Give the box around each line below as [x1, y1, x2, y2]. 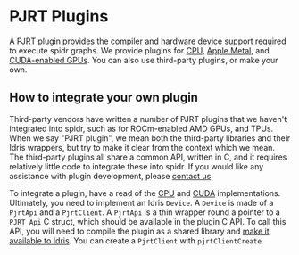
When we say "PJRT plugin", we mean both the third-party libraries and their [9, 132, 291, 144]
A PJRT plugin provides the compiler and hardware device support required [9, 36, 287, 46]
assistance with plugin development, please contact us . [9, 170, 214, 181]
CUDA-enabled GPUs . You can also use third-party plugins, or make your [9, 54, 278, 65]
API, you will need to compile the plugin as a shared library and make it [9, 226, 270, 236]
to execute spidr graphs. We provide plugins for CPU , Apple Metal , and [9, 45, 270, 55]
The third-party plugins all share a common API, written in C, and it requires [9, 152, 287, 162]
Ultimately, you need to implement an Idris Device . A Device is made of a [9, 197, 274, 208]
